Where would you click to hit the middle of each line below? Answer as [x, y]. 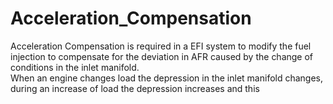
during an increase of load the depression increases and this [135, 88]
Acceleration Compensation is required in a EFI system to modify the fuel [161, 46]
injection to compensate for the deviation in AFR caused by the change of [162, 56]
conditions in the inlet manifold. [75, 67]
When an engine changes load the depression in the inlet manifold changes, [167, 78]
